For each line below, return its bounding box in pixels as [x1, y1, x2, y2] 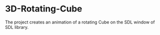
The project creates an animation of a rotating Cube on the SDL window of [5, 19, 155, 25]
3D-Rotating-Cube [5, 3, 82, 14]
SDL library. [5, 24, 29, 30]
